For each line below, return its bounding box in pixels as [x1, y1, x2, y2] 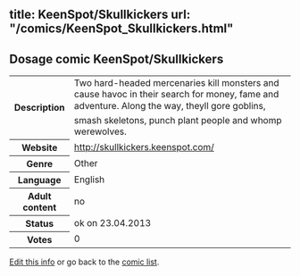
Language [17, 173, 62, 186]
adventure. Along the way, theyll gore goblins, [74, 100, 266, 113]
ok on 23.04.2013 [74, 216, 152, 229]
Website [21, 141, 58, 154]
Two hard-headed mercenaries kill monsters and [74, 77, 279, 89]
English [74, 173, 105, 186]
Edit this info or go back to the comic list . [9, 256, 160, 267]
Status [25, 217, 54, 230]
